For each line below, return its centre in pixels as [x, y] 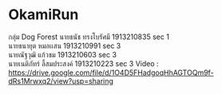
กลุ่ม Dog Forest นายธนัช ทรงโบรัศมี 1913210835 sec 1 [89, 37]
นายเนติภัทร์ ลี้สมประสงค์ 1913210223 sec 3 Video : [83, 63]
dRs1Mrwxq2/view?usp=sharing [61, 80]
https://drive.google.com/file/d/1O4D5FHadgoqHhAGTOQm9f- [111, 72]
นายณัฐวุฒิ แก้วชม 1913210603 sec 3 [63, 54]
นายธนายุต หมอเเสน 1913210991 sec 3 [65, 45]
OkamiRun [44, 15]
